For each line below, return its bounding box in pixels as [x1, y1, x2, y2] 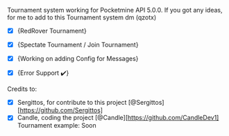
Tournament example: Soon [17, 121, 97, 130]
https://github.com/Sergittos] [19, 106, 103, 114]
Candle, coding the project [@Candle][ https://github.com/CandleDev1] [17, 114, 219, 122]
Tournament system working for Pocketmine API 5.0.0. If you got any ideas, [7, 6, 223, 14]
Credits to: [7, 85, 37, 93]
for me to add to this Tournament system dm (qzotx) [7, 13, 157, 22]
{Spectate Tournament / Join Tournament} [17, 41, 139, 49]
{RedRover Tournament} [17, 27, 87, 35]
